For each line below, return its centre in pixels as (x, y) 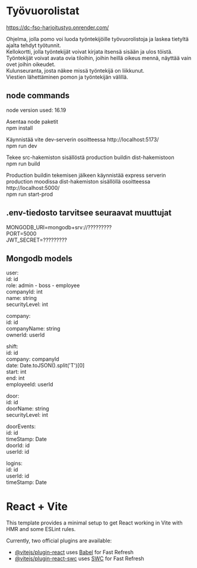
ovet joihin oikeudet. (31, 64)
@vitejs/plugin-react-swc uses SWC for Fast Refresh (79, 558)
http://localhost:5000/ (33, 188)
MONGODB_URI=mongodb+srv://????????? (59, 227)
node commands (38, 96)
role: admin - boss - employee (43, 285)
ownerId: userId (26, 335)
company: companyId (33, 359)
